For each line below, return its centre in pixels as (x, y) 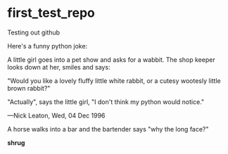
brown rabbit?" (29, 88)
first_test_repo (51, 13)
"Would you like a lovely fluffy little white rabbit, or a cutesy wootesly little (114, 81)
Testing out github (34, 32)
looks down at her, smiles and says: (59, 67)
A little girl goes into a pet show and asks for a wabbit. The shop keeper (112, 59)
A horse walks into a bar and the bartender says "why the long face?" (108, 129)
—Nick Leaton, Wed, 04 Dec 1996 (56, 115)
